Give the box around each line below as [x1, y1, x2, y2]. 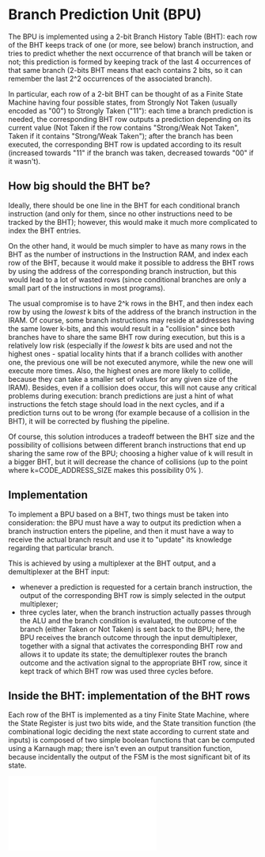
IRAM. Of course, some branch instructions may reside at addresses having [8, 315, 255, 325]
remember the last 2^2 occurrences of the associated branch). [8, 74, 212, 83]
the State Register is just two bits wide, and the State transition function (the [8, 718, 256, 728]
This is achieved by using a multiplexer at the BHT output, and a [8, 558, 216, 568]
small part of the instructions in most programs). [8, 283, 166, 292]
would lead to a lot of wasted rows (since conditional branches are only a [8, 275, 247, 284]
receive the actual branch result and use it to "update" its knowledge [8, 535, 232, 544]
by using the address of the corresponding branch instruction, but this [8, 266, 237, 276]
